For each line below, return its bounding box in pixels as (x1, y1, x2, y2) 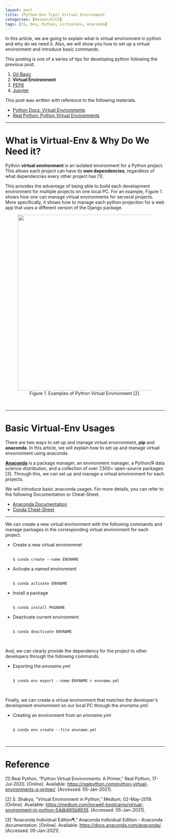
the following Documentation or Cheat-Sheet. (5, 491, 100, 497)
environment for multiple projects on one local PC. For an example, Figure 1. (5, 189, 163, 195)
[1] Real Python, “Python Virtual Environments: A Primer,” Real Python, (5, 776, 151, 782)
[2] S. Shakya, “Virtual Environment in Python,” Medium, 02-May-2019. (5, 796, 153, 803)
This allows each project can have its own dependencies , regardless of (5, 168, 155, 174)
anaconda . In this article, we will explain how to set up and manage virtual (5, 445, 160, 451)
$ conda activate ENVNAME (12, 581, 67, 586)
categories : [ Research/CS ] (5, 17, 62, 22)
